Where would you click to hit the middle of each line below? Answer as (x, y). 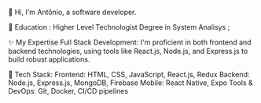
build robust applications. (49, 59)
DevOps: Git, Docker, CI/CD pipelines (68, 91)
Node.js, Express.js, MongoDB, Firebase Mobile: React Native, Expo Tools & (130, 83)
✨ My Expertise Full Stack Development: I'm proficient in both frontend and (130, 42)
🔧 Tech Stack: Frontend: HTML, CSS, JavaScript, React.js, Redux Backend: (129, 75)
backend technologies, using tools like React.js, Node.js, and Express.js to (128, 51)
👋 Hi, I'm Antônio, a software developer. (72, 12)
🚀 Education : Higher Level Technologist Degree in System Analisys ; (119, 27)
